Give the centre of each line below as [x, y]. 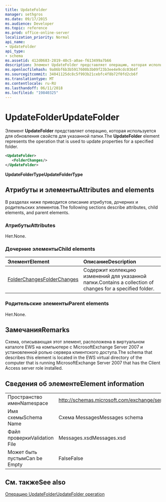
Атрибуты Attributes [30, 225]
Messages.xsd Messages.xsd [92, 438]
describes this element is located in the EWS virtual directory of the [74, 358]
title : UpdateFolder [26, 10]
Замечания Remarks [38, 330]
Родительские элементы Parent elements [57, 304]
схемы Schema [25, 418]
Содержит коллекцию [110, 270]
